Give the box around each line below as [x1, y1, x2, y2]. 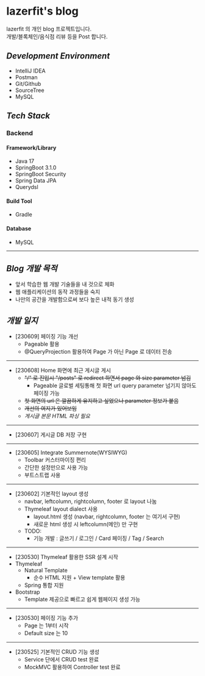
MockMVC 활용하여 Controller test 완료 [24, 663, 121, 671]
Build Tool [6, 197, 32, 205]
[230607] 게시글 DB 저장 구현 [15, 431, 87, 438]
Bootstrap [15, 588, 40, 596]
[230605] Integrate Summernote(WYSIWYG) [15, 449, 128, 457]
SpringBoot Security [15, 171, 67, 178]
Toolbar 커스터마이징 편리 [24, 456, 87, 464]
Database [6, 225, 32, 232]
